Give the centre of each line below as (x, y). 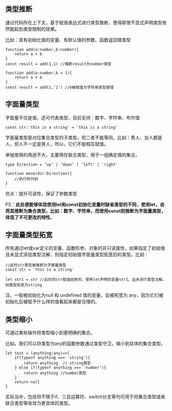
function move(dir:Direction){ (39, 173)
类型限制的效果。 (41, 29)
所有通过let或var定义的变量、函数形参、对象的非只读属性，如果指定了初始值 (85, 248)
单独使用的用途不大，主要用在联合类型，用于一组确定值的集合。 (72, 155)
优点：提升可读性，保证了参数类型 (41, 193)
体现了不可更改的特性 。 (30, 217)
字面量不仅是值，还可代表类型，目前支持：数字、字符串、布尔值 (72, 117)
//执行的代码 (26, 179)
